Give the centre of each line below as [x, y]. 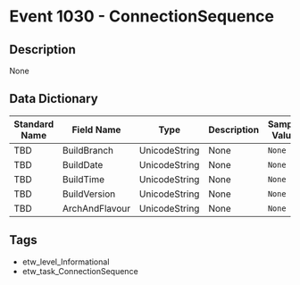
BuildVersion [89, 194]
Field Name [96, 130]
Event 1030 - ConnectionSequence [142, 17]
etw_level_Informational [66, 262]
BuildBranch [88, 150]
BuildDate [83, 164]
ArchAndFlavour [96, 208]
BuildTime [83, 179]
